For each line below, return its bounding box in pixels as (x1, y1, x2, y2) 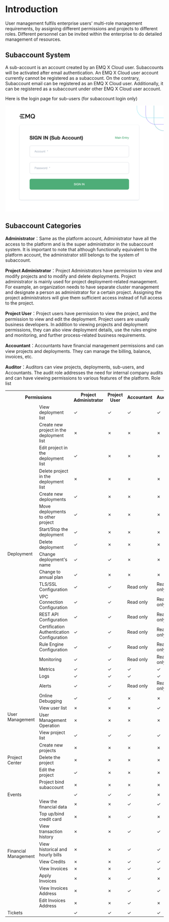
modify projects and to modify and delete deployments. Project (5, 273, 136, 279)
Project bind (39, 779, 64, 785)
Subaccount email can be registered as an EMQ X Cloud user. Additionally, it (5, 80, 163, 86)
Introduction (5, 4, 58, 15)
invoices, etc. (5, 354, 33, 360)
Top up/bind (39, 811, 64, 817)
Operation (39, 722, 60, 729)
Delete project (39, 468, 68, 474)
